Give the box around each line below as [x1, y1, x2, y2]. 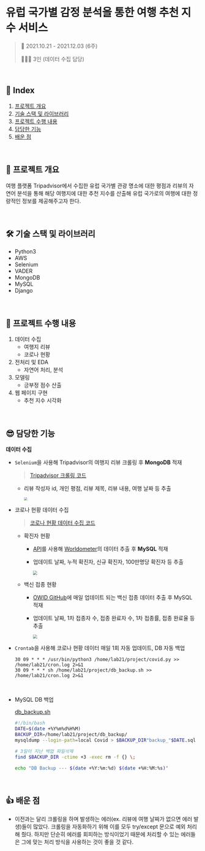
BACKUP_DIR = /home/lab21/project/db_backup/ [14, 732, 128, 738]
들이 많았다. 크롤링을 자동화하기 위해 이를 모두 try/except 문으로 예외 [21, 823, 186, 830]
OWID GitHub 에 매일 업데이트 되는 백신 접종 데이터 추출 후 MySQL [32, 593, 193, 601]
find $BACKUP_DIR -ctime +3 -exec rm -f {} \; [14, 754, 136, 760]
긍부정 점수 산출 [23, 381, 62, 389]
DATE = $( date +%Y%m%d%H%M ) [14, 726, 81, 732]
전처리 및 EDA [14, 359, 48, 366]
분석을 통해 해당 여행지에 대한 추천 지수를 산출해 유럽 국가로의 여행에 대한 [17, 189, 192, 197]
